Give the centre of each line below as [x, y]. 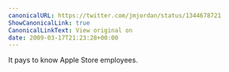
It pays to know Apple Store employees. [73, 60]
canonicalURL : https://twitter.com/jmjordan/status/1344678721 [115, 15]
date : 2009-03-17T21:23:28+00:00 [63, 38]
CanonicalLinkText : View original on [71, 30]
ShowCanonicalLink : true [49, 23]
